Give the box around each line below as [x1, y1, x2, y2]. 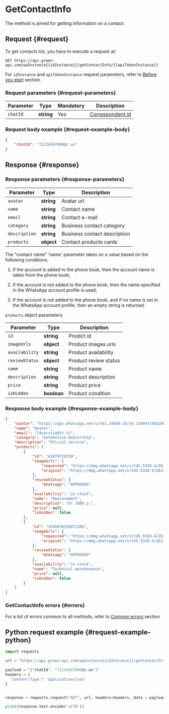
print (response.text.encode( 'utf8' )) [5, 704, 84, 709]
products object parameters [5, 312, 63, 318]
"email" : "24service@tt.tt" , [14, 430, 75, 435]
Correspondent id [90, 111, 131, 118]
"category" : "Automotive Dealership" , [14, 435, 96, 440]
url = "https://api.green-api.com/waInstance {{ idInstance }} [5, 658, 134, 664]
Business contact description [61, 230, 131, 237]
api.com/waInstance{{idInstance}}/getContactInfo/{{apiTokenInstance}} [5, 62, 158, 68]
